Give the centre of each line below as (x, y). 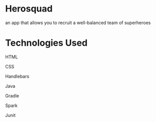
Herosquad (29, 9)
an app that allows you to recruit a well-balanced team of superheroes (78, 23)
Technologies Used (47, 43)
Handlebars (17, 76)
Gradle (12, 95)
